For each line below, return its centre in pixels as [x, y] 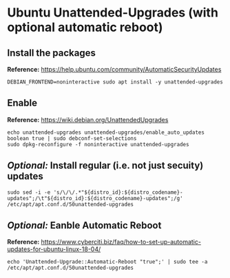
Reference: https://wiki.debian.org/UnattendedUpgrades [88, 119]
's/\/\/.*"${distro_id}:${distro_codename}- [118, 192]
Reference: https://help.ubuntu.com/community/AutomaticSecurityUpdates [114, 69]
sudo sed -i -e [29, 192]
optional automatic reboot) [85, 27]
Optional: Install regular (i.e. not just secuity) [105, 166]
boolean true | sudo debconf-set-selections [72, 138]
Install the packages [52, 53]
